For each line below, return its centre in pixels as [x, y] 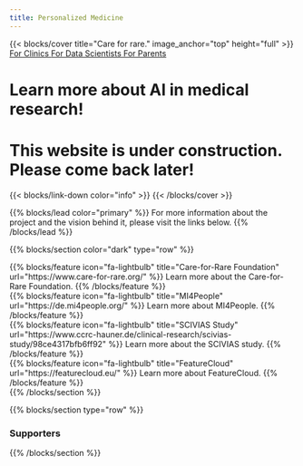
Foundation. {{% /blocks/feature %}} [97, 286]
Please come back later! [102, 170]
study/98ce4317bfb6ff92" [58, 344]
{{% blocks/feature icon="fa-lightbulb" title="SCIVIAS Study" [124, 325]
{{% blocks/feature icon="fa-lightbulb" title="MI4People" [117, 296]
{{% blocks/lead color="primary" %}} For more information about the [139, 212]
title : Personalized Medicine [67, 18]
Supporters [35, 433]
